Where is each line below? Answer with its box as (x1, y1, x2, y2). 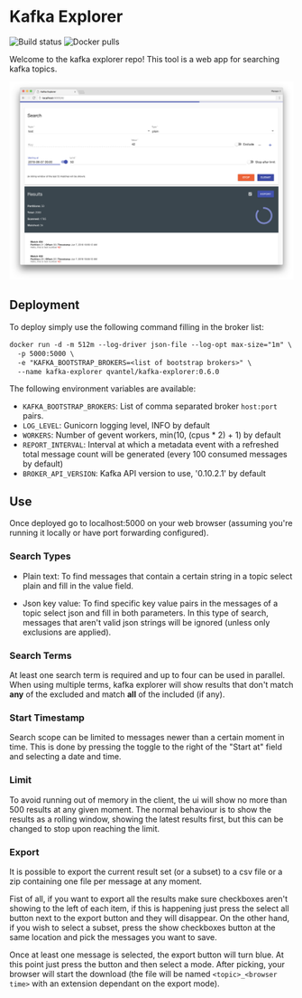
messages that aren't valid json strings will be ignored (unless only (22, 617, 270, 627)
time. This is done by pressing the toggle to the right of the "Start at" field (9, 741, 282, 752)
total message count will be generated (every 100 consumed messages (22, 448, 288, 459)
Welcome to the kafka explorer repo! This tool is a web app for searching (9, 53, 280, 64)
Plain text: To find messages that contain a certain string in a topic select (22, 570, 293, 581)
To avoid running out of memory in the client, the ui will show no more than (9, 794, 288, 805)
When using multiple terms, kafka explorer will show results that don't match (9, 680, 294, 691)
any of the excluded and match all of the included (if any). (9, 689, 225, 700)
